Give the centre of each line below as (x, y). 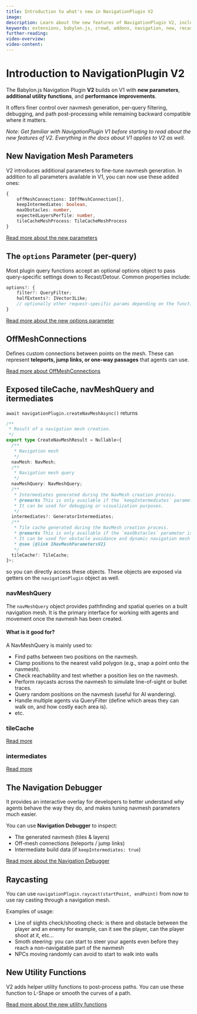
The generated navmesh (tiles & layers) (62, 837)
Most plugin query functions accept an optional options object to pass (91, 270)
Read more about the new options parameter (60, 320)
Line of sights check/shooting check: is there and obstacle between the (101, 923)
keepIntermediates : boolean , (52, 205)
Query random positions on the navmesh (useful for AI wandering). (96, 694)
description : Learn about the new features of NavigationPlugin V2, (91, 22)
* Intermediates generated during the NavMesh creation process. (95, 495)
